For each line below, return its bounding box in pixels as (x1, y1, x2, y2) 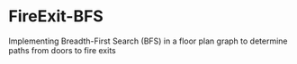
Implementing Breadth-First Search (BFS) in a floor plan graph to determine (8, 36, 289, 46)
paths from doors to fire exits (8, 44, 116, 55)
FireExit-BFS (8, 6, 104, 27)
